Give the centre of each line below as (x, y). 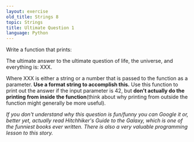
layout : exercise (27, 11)
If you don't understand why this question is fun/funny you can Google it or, (97, 115)
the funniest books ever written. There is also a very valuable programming (97, 127)
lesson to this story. (30, 133)
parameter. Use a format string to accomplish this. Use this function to (92, 84)
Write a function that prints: (39, 49)
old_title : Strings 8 (32, 17)
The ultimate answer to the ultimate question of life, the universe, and (90, 61)
